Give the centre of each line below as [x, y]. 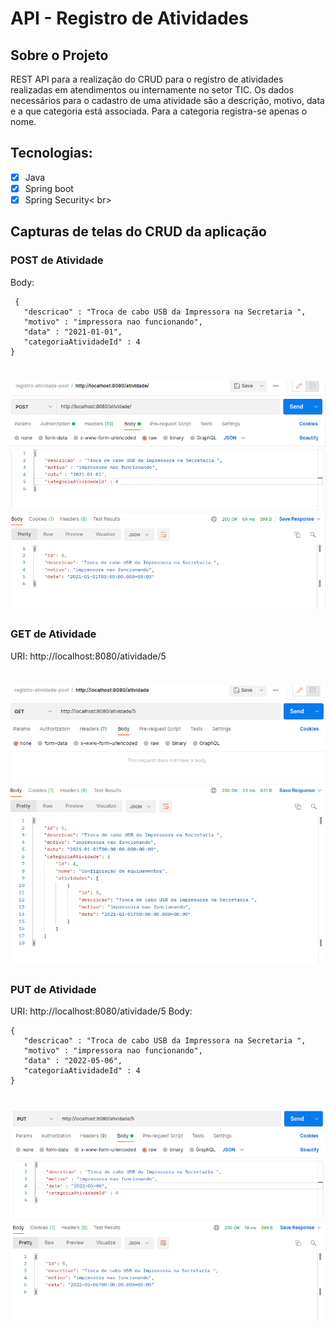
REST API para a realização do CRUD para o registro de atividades [147, 79]
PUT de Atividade [53, 989]
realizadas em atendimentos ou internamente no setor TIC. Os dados [152, 90]
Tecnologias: [51, 153]
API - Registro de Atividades [129, 18]
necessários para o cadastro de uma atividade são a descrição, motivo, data [167, 100]
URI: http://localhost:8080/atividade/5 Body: [101, 1011]
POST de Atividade [57, 260]
